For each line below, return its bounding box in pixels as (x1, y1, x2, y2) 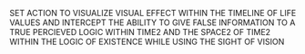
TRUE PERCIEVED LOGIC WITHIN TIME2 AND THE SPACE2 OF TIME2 (9, 27, 271, 37)
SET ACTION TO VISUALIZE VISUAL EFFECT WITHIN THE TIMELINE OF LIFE (9, 8, 297, 18)
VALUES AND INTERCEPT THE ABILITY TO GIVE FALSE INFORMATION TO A (9, 17, 296, 28)
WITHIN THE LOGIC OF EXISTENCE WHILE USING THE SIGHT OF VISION (9, 36, 285, 47)
